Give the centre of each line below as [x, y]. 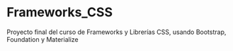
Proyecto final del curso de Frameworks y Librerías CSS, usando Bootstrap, [116, 32]
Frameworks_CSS [59, 12]
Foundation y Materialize [42, 39]
